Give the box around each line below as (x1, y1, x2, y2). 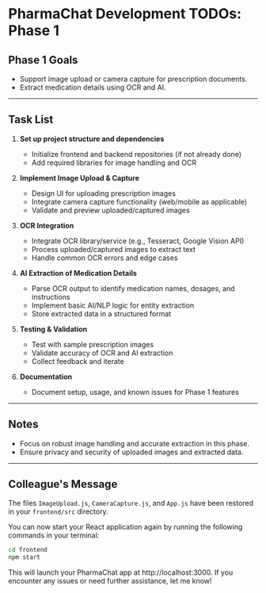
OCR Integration (19, 220, 74, 230)
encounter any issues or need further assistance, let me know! (8, 576, 212, 586)
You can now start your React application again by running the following (8, 522, 243, 532)
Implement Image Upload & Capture (19, 173, 140, 182)
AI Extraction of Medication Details (19, 268, 137, 277)
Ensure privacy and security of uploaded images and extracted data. (19, 447, 244, 457)
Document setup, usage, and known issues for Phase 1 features (31, 387, 240, 396)
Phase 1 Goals (8, 53, 78, 67)
